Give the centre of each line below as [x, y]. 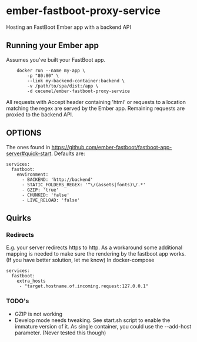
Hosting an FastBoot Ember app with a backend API [69, 27]
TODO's [18, 301]
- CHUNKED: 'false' [45, 195]
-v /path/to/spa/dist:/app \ [63, 86]
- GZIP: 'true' [40, 190]
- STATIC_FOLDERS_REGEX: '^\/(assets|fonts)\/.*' [84, 185]
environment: [33, 175]
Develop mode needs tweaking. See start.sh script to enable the [92, 320]
